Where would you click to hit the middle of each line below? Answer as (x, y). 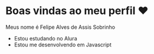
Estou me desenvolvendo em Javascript (63, 45)
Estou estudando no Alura (45, 38)
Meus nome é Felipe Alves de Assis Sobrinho (60, 27)
